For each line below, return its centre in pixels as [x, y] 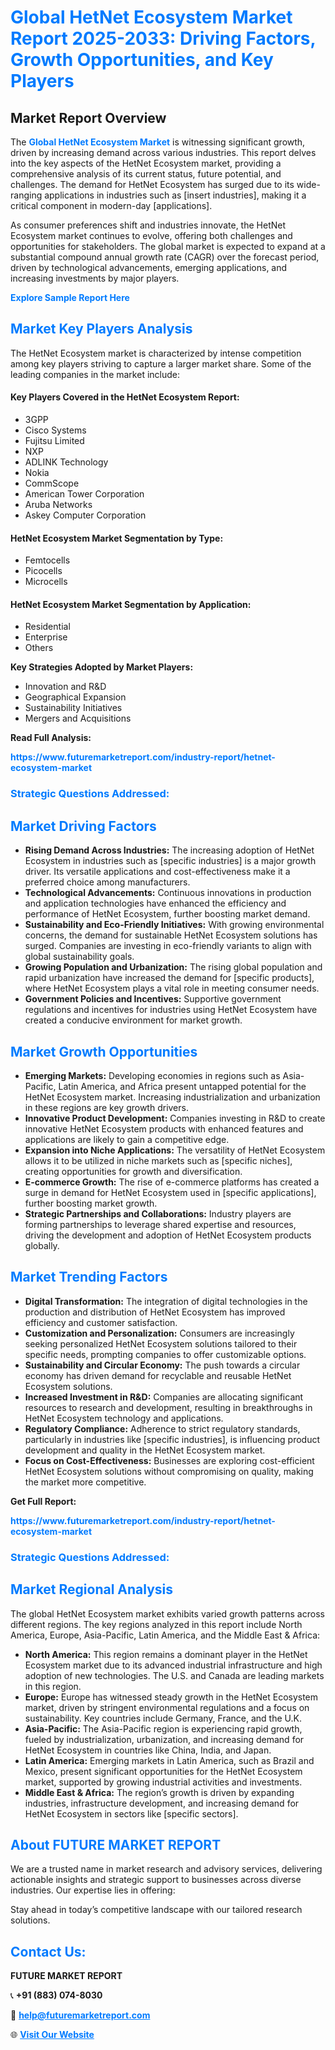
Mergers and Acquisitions [78, 718]
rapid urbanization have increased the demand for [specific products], [169, 978]
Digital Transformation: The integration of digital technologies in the [166, 1301]
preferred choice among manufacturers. [107, 882]
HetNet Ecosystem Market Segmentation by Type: [117, 538]
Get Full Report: [43, 1501]
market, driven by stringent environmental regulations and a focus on [167, 1707]
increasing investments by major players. [95, 278]
